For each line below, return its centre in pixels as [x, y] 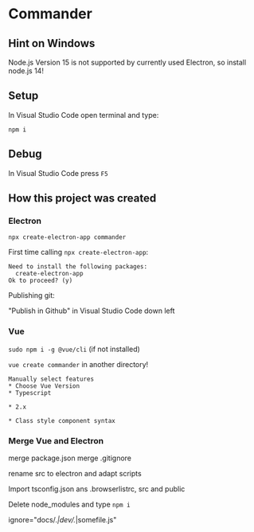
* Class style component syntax [62, 421]
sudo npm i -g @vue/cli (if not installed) [74, 349]
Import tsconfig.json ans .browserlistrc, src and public [97, 489]
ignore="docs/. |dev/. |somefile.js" [63, 519]
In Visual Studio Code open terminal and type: [84, 115]
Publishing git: [32, 295]
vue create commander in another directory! [78, 364]
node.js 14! [26, 71]
